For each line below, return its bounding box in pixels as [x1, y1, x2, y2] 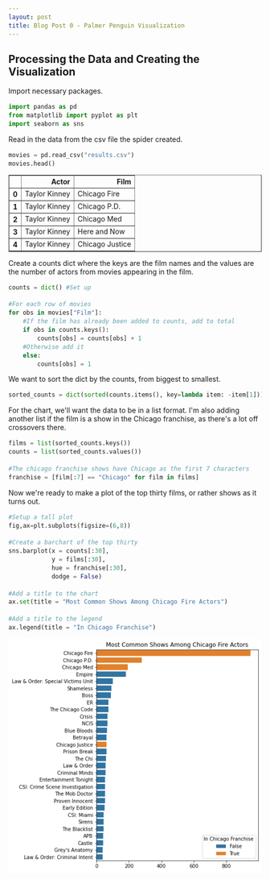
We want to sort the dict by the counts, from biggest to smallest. [8, 375, 221, 384]
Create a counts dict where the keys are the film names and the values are [8, 258, 255, 267]
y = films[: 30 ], [51, 556, 106, 564]
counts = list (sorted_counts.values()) [8, 448, 142, 456]
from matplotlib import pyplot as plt [8, 111, 138, 120]
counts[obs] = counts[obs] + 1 [37, 334, 142, 342]
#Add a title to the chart [8, 589, 99, 598]
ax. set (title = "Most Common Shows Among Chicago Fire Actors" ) [8, 598, 228, 606]
